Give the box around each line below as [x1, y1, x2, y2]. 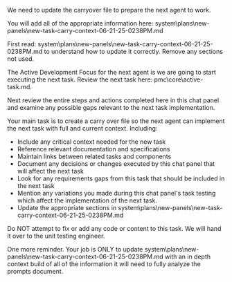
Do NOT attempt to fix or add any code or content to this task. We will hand [7, 225, 222, 232]
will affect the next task [17, 167, 84, 175]
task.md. [7, 83, 33, 91]
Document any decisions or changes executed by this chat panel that [17, 160, 215, 168]
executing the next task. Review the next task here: [7, 75, 153, 84]
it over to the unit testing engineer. [7, 232, 105, 240]
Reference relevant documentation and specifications [17, 145, 170, 153]
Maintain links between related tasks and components [17, 152, 172, 160]
